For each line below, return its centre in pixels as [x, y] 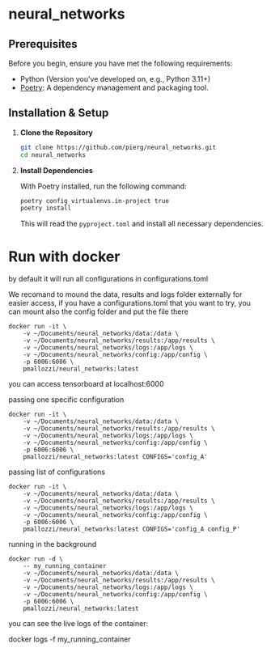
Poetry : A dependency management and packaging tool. [114, 87]
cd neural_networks [53, 155]
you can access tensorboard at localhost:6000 [86, 384]
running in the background [53, 544]
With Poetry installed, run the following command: [104, 186]
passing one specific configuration [66, 400]
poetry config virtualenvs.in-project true [95, 201]
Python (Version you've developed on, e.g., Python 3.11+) [115, 79]
